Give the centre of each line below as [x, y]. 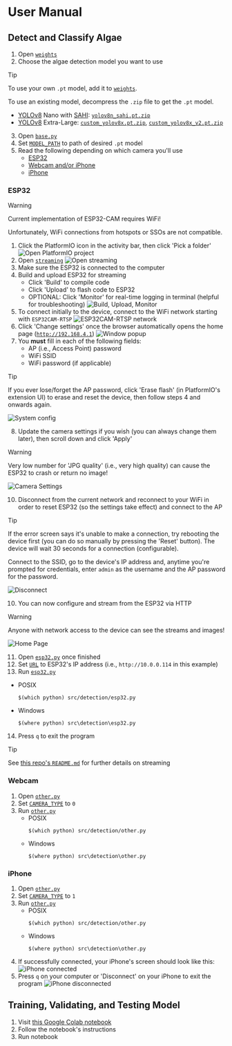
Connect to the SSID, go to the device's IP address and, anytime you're [109, 562]
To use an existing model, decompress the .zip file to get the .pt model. [111, 102]
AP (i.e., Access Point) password [75, 348]
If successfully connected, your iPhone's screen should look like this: [116, 961]
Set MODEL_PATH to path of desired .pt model [80, 143]
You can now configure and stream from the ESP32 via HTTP [105, 604]
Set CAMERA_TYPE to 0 [47, 803]
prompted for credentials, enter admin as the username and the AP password [117, 569]
